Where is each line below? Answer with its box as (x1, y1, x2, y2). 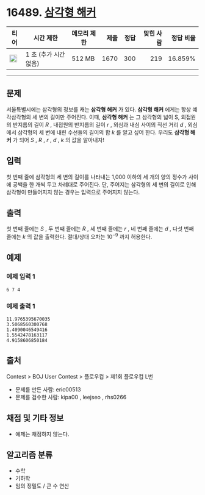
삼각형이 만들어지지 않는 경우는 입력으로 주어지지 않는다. (6, 188, 140, 196)
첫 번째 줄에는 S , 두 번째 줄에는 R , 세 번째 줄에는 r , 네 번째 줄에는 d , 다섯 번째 (6, 225, 194, 232)
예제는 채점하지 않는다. (15, 430, 70, 438)
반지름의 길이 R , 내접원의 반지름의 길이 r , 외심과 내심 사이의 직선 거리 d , (12, 121, 187, 128)
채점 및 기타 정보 (6, 413, 64, 424)
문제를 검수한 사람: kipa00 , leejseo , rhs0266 (15, 393, 127, 401)
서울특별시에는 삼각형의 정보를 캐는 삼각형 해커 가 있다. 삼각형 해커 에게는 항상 (6, 105, 192, 113)
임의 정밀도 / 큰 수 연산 (15, 482, 70, 490)
